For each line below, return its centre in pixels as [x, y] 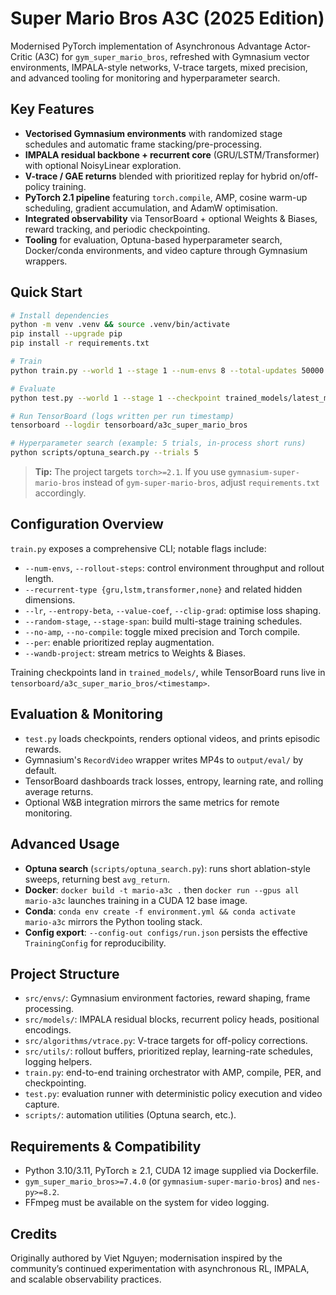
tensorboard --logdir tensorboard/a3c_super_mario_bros [129, 425]
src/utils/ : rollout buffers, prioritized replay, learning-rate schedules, [168, 1051]
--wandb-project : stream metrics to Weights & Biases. [135, 653]
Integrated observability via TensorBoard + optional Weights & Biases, [171, 218]
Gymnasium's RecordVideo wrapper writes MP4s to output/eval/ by [164, 759]
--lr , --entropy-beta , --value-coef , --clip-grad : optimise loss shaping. [173, 610]
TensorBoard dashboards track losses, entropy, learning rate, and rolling [174, 781]
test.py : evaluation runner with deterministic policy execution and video [173, 1094]
